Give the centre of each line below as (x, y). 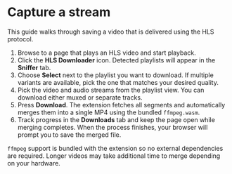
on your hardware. (34, 163)
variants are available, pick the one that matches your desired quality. (118, 82)
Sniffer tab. (34, 67)
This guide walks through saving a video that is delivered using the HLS (111, 32)
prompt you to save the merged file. (69, 135)
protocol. (20, 39)
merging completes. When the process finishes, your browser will (112, 127)
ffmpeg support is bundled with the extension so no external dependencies (115, 148)
